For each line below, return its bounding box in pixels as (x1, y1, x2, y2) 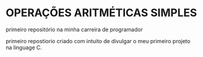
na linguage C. (5, 44, 42, 51)
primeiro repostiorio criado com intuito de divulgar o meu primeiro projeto (5, 37, 191, 44)
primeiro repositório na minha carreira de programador (5, 26, 143, 33)
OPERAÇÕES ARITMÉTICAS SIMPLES (5, 6, 198, 20)
